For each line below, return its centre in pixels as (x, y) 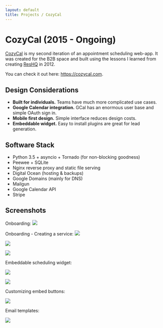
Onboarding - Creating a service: (39, 233)
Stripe (19, 195)
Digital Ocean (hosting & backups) (48, 173)
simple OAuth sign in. (34, 113)
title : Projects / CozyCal (33, 15)
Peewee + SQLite (30, 163)
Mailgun (21, 184)
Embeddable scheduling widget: (38, 262)
